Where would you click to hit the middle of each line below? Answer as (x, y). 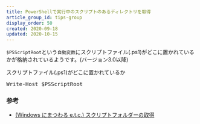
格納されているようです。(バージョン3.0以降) (73, 60)
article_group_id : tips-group (44, 17)
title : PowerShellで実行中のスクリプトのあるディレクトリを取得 (79, 12)
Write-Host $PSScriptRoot (45, 84)
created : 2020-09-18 (32, 29)
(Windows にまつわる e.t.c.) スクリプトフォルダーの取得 (85, 115)
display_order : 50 (29, 23)
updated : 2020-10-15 (32, 34)
